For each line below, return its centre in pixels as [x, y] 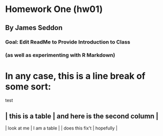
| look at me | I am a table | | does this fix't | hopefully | [61, 128]
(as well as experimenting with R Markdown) [60, 55]
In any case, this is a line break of [75, 76]
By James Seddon [34, 28]
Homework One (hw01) [54, 9]
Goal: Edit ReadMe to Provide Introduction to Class [68, 42]
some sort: [28, 86]
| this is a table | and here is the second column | [82, 116]
